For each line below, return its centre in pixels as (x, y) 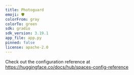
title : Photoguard (25, 10)
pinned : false (20, 43)
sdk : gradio (18, 29)
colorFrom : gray (22, 19)
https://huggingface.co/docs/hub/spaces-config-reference (67, 67)
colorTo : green (21, 24)
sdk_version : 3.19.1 (27, 33)
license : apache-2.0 (27, 47)
